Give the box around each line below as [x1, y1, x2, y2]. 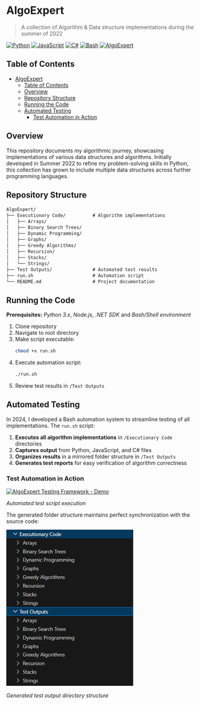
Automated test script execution [6, 500, 86, 507]
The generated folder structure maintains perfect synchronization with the [6, 511, 190, 518]
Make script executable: [14, 335, 75, 343]
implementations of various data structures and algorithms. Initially [6, 153, 172, 160]
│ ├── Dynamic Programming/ [6, 231, 83, 237]
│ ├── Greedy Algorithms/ [6, 243, 77, 249]
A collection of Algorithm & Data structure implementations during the [20, 23, 194, 31]
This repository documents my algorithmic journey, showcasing [6, 147, 164, 154]
